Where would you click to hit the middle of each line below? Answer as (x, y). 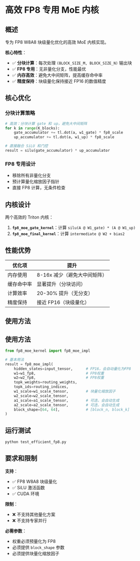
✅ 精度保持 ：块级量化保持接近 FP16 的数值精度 (59, 81)
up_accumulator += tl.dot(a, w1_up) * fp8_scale (64, 137)
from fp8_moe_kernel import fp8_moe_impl (48, 351)
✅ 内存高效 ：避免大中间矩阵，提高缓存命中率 (57, 75)
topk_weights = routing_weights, (46, 382)
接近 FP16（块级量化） (63, 302)
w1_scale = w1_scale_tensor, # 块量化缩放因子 (65, 391)
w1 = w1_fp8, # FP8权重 (59, 373)
